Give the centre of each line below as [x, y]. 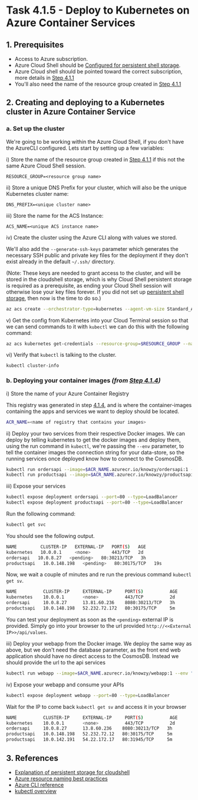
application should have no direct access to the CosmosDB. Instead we [93, 656]
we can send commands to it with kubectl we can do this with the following [98, 327]
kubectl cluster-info [33, 366]
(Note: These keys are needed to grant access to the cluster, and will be [93, 273]
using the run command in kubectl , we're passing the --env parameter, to [95, 446]
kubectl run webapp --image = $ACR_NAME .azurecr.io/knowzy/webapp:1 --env [97, 673]
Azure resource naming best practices [61, 778]
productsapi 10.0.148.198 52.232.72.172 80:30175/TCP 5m [91, 608]
